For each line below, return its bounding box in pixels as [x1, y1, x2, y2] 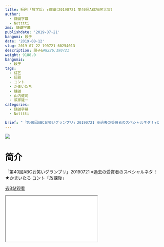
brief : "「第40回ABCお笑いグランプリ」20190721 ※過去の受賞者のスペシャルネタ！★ [5, 120, 157, 125]
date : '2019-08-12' [5, 39, 45, 44]
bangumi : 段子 [5, 35, 33, 39]
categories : [5, 102, 29, 107]
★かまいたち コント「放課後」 [5, 175, 67, 181]
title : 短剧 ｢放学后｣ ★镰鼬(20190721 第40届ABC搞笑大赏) [5, 7, 113, 12]
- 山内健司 [9, 93, 29, 98]
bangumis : [5, 57, 25, 62]
